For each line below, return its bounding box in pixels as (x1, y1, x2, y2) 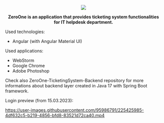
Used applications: (5, 48, 44, 54)
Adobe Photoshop (12, 68, 50, 74)
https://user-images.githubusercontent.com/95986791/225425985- (5, 107, 144, 113)
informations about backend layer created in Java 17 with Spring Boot (5, 83, 148, 88)
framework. (5, 88, 29, 94)
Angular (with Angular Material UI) (12, 39, 82, 44)
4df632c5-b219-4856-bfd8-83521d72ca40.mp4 (5, 113, 105, 118)
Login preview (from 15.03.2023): (5, 98, 74, 103)
